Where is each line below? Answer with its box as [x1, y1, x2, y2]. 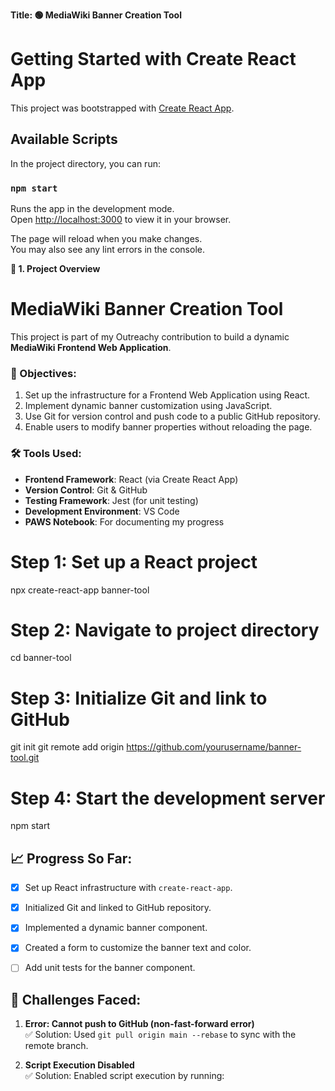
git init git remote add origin [10, 741, 125, 753]
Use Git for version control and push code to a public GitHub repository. [24, 410, 321, 423]
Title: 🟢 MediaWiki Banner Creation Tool [10, 9, 182, 21]
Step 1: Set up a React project [10, 550, 258, 573]
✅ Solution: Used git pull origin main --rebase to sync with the [24, 1029, 297, 1041]
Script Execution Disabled [24, 1059, 135, 1071]
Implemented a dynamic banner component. [24, 922, 208, 934]
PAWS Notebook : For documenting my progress [24, 515, 225, 528]
